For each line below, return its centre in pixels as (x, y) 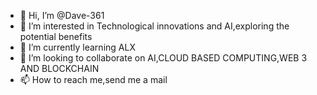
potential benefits (56, 36)
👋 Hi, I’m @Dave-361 (62, 15)
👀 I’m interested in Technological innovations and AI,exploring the (154, 26)
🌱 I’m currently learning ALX (77, 47)
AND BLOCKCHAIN (59, 68)
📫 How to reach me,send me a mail (93, 79)
